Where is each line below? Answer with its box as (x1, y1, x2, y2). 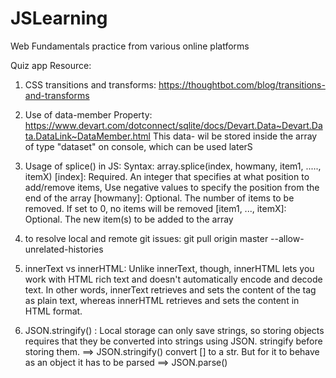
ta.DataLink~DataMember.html (24, 130, 151, 142)
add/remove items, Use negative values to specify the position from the (24, 181, 320, 193)
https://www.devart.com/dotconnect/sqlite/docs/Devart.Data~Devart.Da (24, 119, 323, 131)
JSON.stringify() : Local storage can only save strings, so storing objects (24, 324, 325, 336)
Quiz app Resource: (10, 59, 92, 71)
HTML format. (24, 305, 83, 317)
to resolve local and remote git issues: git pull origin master (24, 232, 269, 244)
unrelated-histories (24, 243, 104, 255)
